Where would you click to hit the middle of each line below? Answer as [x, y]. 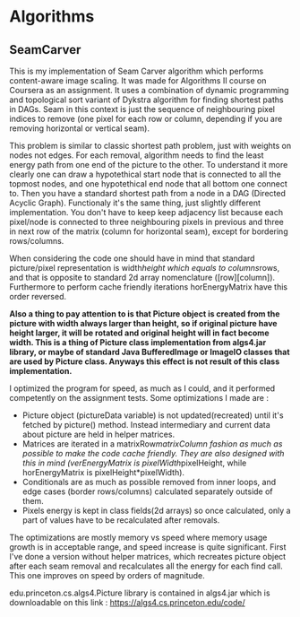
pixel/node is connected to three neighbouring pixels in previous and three [147, 222]
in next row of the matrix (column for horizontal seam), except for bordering [149, 231]
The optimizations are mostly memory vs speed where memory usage [138, 537]
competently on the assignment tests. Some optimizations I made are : [139, 398]
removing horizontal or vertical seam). [80, 128]
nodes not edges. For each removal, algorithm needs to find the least [137, 155]
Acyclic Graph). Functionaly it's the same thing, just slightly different [135, 203]
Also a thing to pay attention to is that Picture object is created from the [145, 314]
